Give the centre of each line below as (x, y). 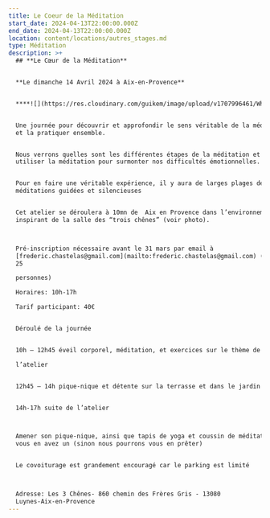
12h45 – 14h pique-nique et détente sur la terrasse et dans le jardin (138, 386)
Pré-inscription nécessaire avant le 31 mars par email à (115, 249)
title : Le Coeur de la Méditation (66, 16)
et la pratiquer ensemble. (61, 133)
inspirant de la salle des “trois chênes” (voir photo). (113, 220)
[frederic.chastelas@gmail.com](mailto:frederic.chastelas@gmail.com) (136, 256)
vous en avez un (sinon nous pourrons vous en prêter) (109, 444)
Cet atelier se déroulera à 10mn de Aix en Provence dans (117, 212)
